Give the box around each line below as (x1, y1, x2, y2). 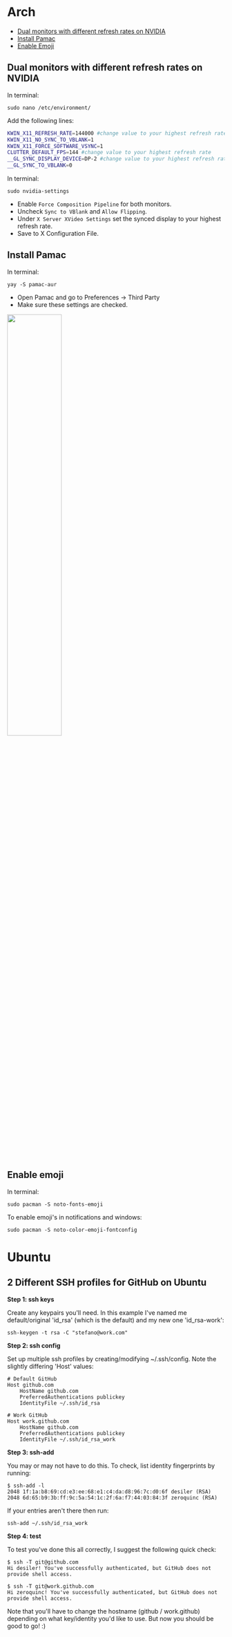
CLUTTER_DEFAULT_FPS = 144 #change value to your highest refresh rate (7, 149, 212, 156)
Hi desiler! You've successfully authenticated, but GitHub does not (7, 1564, 212, 1571)
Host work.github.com (7, 1418, 70, 1425)
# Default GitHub (7, 1375, 57, 1383)
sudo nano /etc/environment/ (7, 104, 91, 111)
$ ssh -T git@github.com (7, 1558, 79, 1566)
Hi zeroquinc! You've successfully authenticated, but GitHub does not (7, 1589, 217, 1596)
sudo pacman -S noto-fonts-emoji (7, 1201, 104, 1208)
